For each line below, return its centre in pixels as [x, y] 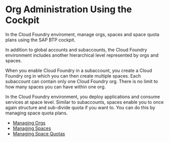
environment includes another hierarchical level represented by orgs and [82, 55]
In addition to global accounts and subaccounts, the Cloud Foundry [76, 50]
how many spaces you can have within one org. [56, 87]
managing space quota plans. [37, 113]
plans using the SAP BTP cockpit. [40, 40]
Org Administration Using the [69, 9]
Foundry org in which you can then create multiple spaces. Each [73, 76]
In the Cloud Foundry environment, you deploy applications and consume [83, 97]
